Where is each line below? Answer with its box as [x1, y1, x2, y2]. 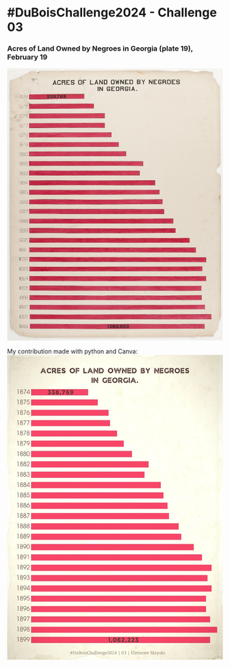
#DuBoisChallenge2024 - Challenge [7, 5, 217, 21]
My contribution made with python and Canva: [7, 347, 138, 355]
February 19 [7, 53, 48, 62]
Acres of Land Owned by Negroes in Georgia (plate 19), [7, 44, 193, 53]
